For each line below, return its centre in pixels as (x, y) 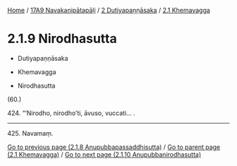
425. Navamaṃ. (30, 133)
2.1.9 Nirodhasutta (62, 39)
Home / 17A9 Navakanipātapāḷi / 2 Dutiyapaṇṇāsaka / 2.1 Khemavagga (109, 10)
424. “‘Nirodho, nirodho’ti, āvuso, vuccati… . (71, 113)
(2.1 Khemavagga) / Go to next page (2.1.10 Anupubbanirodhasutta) (104, 154)
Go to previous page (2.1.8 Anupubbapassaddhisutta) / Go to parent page (114, 147)
